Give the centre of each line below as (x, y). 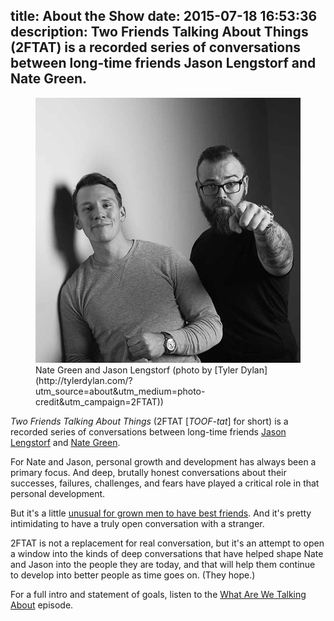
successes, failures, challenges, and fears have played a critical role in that (165, 483)
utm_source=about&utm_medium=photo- (120, 391)
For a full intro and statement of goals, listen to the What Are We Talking (158, 594)
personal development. (58, 493)
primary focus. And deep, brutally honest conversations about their (148, 472)
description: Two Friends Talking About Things (159, 32)
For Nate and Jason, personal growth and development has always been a (163, 461)
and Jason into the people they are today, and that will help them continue (163, 564)
